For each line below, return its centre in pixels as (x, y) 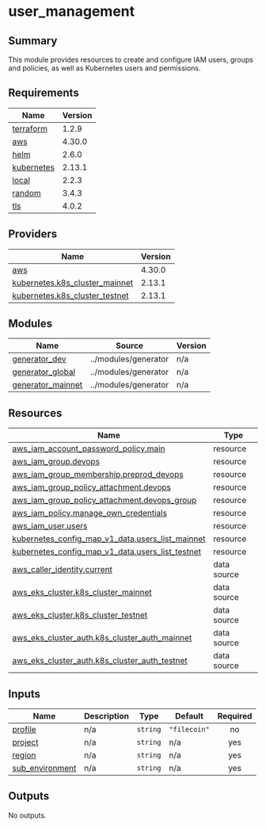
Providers (33, 234)
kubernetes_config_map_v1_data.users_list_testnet (107, 551)
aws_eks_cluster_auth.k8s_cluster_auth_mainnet (102, 638)
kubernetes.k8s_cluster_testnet (70, 296)
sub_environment (44, 769)
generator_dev (39, 359)
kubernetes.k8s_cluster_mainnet (72, 282)
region (24, 755)
